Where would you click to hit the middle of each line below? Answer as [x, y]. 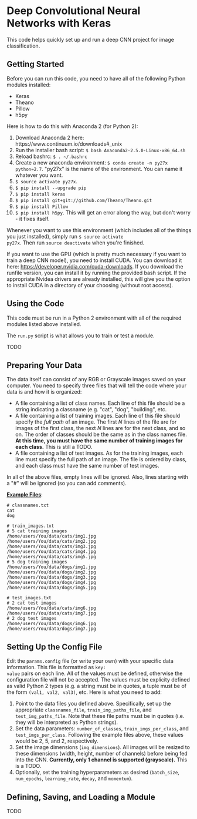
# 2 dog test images [32, 619]
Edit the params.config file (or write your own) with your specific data [90, 661]
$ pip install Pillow [41, 207]
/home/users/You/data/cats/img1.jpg [51, 536]
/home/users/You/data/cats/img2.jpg [51, 542]
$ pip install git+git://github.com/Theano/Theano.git [84, 200]
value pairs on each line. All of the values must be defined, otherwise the [95, 673]
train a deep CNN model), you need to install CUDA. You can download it [94, 260]
